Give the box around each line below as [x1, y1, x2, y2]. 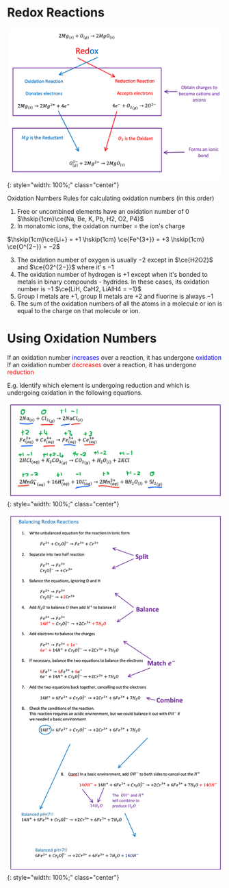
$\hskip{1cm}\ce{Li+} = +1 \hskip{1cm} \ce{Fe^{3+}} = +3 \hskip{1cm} [7, 235, 205, 243]
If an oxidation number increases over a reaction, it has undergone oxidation [7, 353, 222, 361]
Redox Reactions [7, 5, 105, 21]
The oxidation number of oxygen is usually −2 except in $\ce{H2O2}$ [16, 256, 213, 264]
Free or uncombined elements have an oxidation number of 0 [16, 207, 189, 215]
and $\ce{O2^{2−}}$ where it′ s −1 [16, 262, 114, 271]
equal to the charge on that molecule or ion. [16, 306, 141, 314]
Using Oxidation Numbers [7, 330, 157, 346]
